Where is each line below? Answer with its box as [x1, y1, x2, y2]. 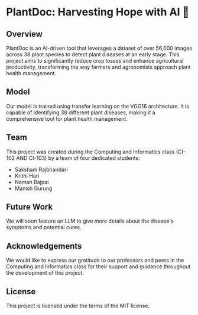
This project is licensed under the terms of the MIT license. [6, 302, 150, 310]
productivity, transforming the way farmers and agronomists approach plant [6, 63, 191, 70]
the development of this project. [6, 269, 85, 277]
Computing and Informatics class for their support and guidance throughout [6, 263, 191, 270]
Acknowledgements [6, 241, 82, 251]
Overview [6, 29, 43, 39]
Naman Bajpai [14, 178, 49, 185]
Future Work [6, 202, 53, 212]
